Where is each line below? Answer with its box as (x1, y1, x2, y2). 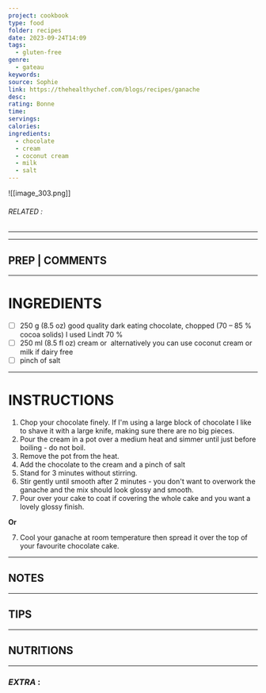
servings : (8, 115, 41, 123)
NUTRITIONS (8, 644, 74, 657)
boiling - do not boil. (19, 443, 85, 452)
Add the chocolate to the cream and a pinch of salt (19, 460, 186, 469)
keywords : (8, 71, 41, 79)
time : (8, 108, 26, 116)
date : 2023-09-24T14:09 (8, 33, 87, 42)
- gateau (15, 64, 44, 71)
